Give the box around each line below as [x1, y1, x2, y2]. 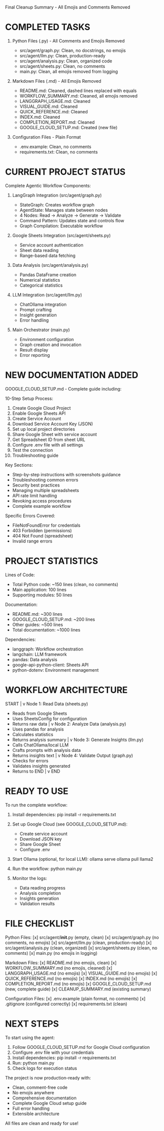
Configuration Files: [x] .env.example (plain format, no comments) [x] [5, 995, 146, 1001]
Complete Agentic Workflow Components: [5, 183, 91, 189]
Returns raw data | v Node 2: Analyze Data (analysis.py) [12, 721, 126, 727]
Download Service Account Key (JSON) [12, 421, 93, 427]
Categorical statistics [19, 282, 63, 288]
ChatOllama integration [19, 301, 67, 307]
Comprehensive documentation [12, 1095, 77, 1101]
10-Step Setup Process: [5, 395, 53, 401]
